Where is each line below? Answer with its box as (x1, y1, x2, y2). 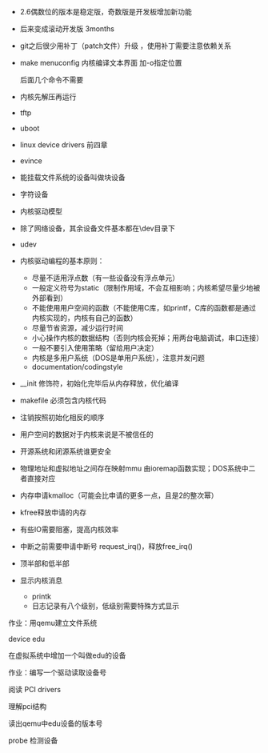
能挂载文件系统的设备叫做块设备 (19, 173, 126, 182)
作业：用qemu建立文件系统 (8, 619, 98, 627)
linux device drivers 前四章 (19, 140, 108, 150)
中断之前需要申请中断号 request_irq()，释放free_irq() (19, 542, 194, 551)
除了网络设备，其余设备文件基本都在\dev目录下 (19, 223, 176, 233)
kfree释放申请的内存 (19, 507, 87, 517)
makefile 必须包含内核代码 (19, 395, 106, 405)
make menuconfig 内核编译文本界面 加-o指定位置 (19, 58, 182, 67)
